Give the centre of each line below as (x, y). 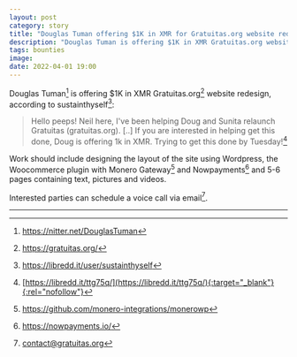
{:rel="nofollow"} (53, 292)
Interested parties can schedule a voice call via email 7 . (109, 197)
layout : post (33, 17)
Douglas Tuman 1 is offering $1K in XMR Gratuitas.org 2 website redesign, (141, 92)
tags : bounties (37, 50)
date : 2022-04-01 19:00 (53, 67)
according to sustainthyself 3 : (62, 103)
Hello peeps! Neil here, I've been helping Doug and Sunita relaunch (153, 121)
